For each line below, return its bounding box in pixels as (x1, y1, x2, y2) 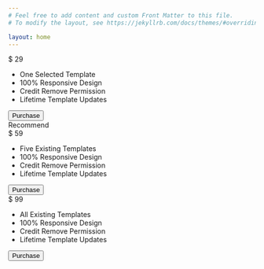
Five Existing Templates (19, 144, 97, 153)
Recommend (8, 120, 49, 130)
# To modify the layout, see (8, 19, 104, 27)
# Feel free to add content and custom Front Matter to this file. (8, 11, 234, 20)
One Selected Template (19, 70, 96, 79)
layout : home (8, 33, 51, 41)
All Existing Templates (19, 210, 91, 219)
